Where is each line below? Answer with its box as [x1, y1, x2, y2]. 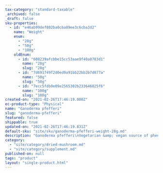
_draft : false [5, 16, 34, 21]
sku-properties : [5, 20, 38, 26]
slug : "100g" [22, 93, 49, 97]
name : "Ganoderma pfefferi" [5, 106, 62, 111]
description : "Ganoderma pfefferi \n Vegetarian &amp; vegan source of [5, 133, 149, 138]
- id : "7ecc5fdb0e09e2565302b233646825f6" [17, 83, 105, 89]
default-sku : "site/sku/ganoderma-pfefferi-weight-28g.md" [5, 129, 127, 134]
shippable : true [5, 120, 38, 125]
